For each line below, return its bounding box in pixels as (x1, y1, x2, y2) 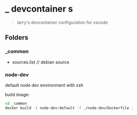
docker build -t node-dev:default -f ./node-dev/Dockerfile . (5, 105, 134, 110)
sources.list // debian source (12, 59, 69, 65)
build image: (5, 91, 30, 98)
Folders (5, 33, 29, 42)
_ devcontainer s (5, 3, 73, 15)
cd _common (5, 101, 27, 106)
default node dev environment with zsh (5, 82, 84, 88)
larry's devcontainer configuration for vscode (17, 19, 108, 25)
